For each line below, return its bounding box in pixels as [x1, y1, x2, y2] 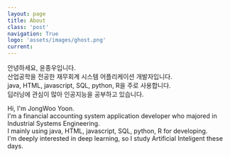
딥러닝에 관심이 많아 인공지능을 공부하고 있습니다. [7, 90, 144, 98]
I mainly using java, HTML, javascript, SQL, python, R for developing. [7, 127, 208, 135]
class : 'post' [7, 23, 50, 30]
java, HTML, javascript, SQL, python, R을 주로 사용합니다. [7, 81, 172, 89]
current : [7, 43, 33, 50]
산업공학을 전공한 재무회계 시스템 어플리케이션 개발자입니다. [7, 72, 172, 81]
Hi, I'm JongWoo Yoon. [7, 104, 75, 112]
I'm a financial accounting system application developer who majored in [7, 112, 218, 120]
